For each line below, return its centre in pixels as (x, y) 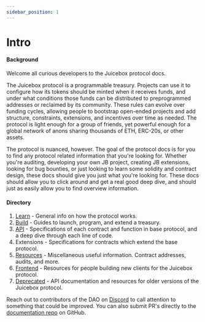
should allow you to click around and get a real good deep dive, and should (101, 182)
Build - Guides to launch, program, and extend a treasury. (88, 223)
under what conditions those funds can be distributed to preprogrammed (99, 98)
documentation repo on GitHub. (46, 313)
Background (22, 59)
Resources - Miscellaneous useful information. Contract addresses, (100, 255)
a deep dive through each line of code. (64, 236)
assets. (15, 137)
